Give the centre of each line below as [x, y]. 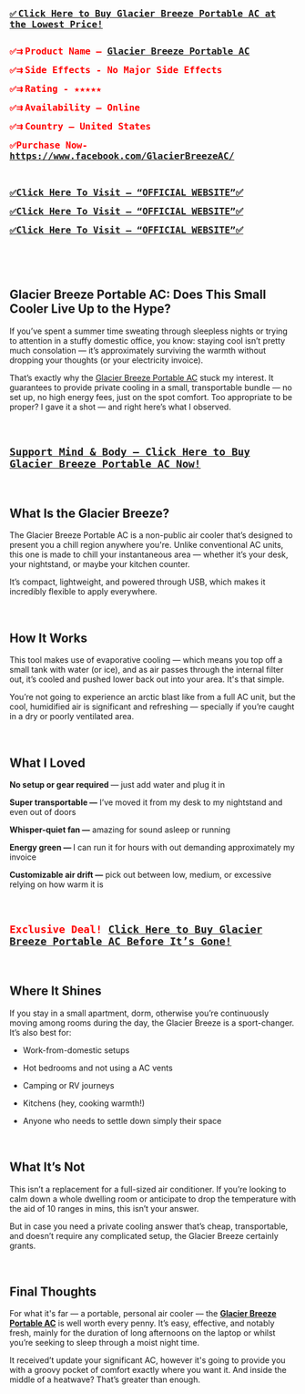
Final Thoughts [53, 1291]
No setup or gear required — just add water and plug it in [117, 785]
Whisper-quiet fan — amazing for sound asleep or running [120, 830]
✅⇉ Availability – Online [75, 108]
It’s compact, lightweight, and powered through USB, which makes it [137, 582]
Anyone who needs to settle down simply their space [122, 1120]
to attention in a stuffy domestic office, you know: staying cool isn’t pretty [147, 340]
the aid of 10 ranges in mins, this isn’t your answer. [104, 1208]
